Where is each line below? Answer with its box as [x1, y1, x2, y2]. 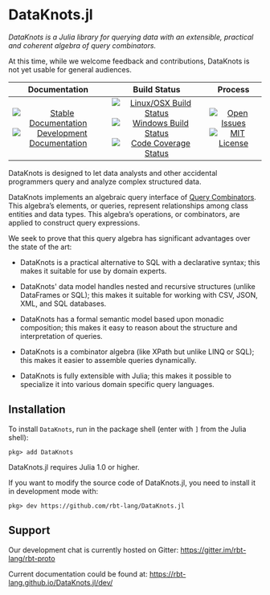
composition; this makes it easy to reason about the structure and [19, 323, 238, 332]
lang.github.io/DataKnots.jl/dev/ [8, 577, 113, 587]
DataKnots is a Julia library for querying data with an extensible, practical [8, 32, 254, 42]
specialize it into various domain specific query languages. [19, 379, 215, 389]
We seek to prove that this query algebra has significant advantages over [8, 233, 251, 242]
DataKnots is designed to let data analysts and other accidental [8, 168, 218, 177]
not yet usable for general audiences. [8, 64, 133, 74]
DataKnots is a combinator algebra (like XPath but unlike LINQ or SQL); [19, 347, 255, 357]
